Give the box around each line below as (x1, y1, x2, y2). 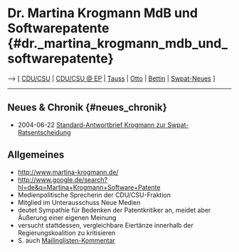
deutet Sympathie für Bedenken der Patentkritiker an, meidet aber (17, 206, 211, 214)
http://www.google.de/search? (17, 175, 108, 183)
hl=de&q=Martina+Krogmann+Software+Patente (17, 183, 161, 191)
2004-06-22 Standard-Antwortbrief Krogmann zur (17, 120, 166, 129)
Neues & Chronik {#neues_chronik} (7, 101, 167, 114)
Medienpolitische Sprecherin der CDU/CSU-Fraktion (17, 191, 171, 199)
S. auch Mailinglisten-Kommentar (17, 236, 116, 244)
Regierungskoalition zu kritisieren (17, 228, 116, 237)
